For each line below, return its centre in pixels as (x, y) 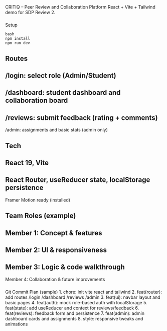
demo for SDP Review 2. (30, 13)
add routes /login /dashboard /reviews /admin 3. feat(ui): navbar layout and (83, 297)
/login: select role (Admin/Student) (61, 76)
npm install (18, 39)
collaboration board (37, 101)
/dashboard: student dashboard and (63, 93)
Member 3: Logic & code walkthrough (65, 267)
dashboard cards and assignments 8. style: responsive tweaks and (74, 318)
